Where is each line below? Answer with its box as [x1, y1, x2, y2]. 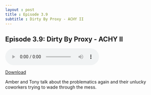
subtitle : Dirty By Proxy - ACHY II [5, 16, 84, 21]
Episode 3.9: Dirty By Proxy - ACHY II [5, 35, 123, 43]
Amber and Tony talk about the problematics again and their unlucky [5, 79, 146, 85]
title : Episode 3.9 [5, 12, 48, 17]
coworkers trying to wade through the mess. [5, 84, 96, 90]
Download [5, 69, 26, 75]
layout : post [5, 7, 35, 12]
